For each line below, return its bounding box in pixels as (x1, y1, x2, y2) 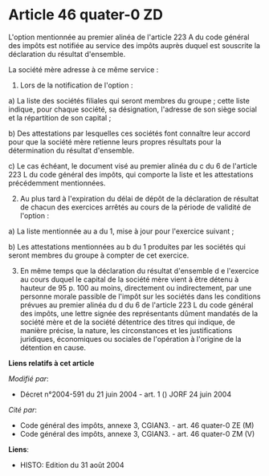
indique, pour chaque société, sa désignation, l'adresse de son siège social (8, 104, 257, 114)
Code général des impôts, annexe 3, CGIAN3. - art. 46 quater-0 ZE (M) (19, 420, 255, 430)
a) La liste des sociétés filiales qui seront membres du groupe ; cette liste (8, 96, 251, 105)
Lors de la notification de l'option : (19, 80, 133, 90)
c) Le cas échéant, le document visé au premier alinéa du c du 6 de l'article (8, 161, 258, 170)
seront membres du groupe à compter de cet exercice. (8, 250, 190, 260)
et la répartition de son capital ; (8, 112, 112, 122)
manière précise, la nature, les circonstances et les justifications (19, 325, 233, 335)
